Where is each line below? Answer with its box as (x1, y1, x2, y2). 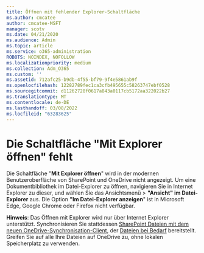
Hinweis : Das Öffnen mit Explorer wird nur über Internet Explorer (6, 214, 169, 221)
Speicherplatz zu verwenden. (6, 240, 80, 247)
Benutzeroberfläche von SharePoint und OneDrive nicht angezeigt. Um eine (6, 176, 196, 184)
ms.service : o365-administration (6, 49, 91, 55)
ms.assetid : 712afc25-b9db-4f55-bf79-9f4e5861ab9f (6, 77, 138, 83)
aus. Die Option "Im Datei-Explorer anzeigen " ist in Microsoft (29, 196, 185, 203)
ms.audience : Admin (6, 37, 56, 43)
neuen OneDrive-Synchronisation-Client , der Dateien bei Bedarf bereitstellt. (6, 227, 197, 234)
